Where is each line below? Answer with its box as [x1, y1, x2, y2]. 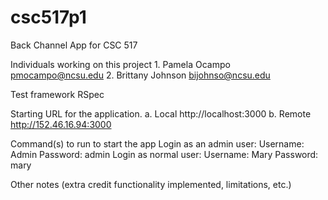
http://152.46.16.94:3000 [10, 118, 112, 130]
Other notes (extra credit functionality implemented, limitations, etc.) [10, 178, 292, 190]
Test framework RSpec [10, 88, 105, 100]
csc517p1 [10, 6, 87, 29]
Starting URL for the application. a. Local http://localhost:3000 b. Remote [10, 107, 312, 120]
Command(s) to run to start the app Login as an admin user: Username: [10, 137, 305, 150]
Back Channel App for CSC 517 [10, 39, 138, 51]
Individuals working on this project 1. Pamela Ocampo [10, 58, 231, 70]
